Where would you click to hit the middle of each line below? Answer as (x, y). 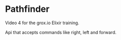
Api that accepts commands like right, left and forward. (61, 32)
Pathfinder (27, 9)
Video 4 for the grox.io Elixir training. (42, 23)
